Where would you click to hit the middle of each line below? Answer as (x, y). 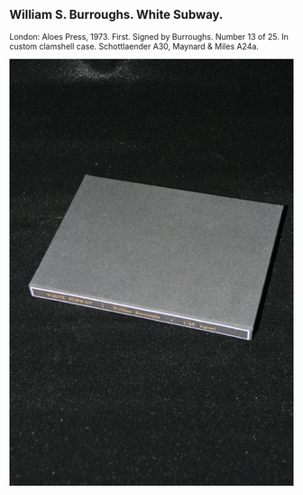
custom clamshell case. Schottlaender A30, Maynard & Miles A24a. (134, 46)
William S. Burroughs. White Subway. (116, 15)
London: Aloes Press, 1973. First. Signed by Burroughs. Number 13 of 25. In (149, 36)
